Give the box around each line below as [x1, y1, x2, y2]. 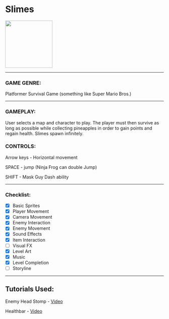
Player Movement [12, 208, 49, 215]
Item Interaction [12, 237, 45, 243]
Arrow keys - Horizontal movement [5, 154, 78, 160]
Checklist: [5, 191, 31, 198]
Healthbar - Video [5, 308, 43, 314]
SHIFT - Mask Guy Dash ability [5, 174, 69, 180]
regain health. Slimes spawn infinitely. [5, 130, 84, 137]
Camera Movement [12, 214, 53, 220]
